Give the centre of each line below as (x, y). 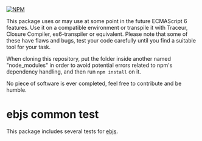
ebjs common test (53, 115)
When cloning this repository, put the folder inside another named (89, 59)
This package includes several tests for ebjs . (62, 131)
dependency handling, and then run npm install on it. (74, 72)
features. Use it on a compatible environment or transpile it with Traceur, (97, 28)
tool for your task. (29, 47)
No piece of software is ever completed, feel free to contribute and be (94, 83)
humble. (16, 90)
